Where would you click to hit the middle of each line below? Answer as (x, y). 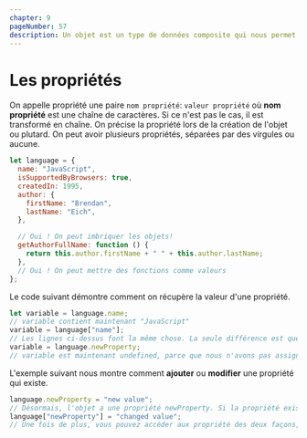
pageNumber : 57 (38, 26)
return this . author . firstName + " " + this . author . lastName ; (145, 254)
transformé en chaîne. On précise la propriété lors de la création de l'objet (148, 125)
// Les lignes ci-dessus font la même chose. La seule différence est (147, 339)
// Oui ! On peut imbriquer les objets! (95, 237)
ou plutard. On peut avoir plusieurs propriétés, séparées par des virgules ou (152, 134)
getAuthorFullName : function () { (83, 245)
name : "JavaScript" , (57, 170)
